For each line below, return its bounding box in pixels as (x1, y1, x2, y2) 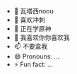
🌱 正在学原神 (13, 25, 52, 32)
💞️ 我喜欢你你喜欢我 (13, 33, 70, 42)
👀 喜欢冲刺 (13, 16, 45, 24)
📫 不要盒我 (13, 42, 48, 50)
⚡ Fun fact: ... (13, 60, 53, 68)
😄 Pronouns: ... (13, 52, 60, 61)
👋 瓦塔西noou (13, 7, 54, 15)
